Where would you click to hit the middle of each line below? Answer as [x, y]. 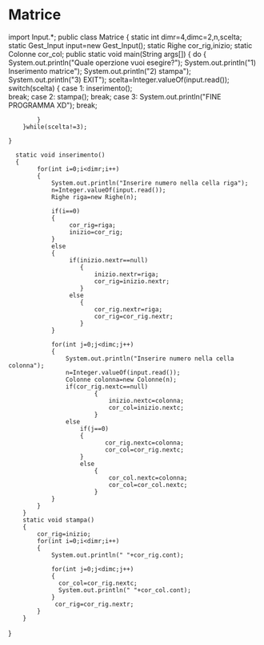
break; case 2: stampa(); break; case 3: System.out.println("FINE [115, 96]
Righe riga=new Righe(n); [94, 197]
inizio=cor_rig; [96, 232]
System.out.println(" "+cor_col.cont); [125, 590]
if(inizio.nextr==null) [109, 260]
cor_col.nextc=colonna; [148, 478]
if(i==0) [66, 211]
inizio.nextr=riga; [126, 274]
